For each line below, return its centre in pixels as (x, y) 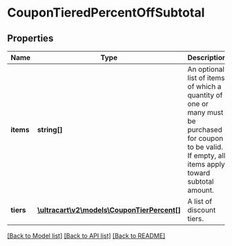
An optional (206, 69)
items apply (206, 164)
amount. (201, 190)
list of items (206, 78)
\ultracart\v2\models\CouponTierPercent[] (109, 210)
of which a (204, 86)
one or (198, 104)
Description (207, 58)
